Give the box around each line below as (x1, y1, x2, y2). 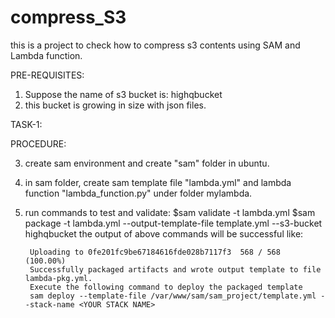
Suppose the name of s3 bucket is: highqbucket (24, 88, 223, 100)
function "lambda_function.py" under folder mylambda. (24, 187, 253, 199)
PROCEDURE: (10, 137, 67, 150)
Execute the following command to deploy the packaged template (29, 282, 303, 292)
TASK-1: (10, 118, 43, 130)
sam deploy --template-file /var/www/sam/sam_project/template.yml (29, 291, 317, 301)
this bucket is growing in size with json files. (24, 99, 207, 111)
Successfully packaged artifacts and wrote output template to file (29, 264, 322, 275)
